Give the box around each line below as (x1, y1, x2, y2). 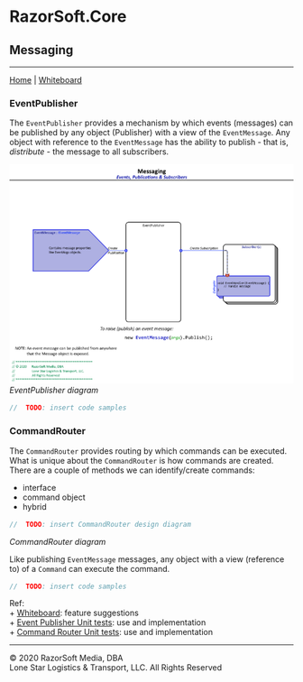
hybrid (22, 501, 47, 511)
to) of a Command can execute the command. (9, 563, 170, 574)
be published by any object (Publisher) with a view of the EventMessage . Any (9, 127, 290, 138)
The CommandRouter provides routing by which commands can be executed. (9, 445, 288, 456)
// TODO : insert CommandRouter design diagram (9, 520, 192, 529)
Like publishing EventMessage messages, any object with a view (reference (9, 553, 285, 565)
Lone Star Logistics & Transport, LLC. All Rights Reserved (9, 662, 223, 673)
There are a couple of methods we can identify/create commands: (9, 465, 255, 475)
